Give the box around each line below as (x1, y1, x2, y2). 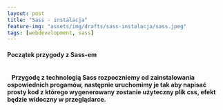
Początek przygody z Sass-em (7, 50, 97, 58)
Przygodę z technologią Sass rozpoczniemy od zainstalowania (11, 74, 195, 82)
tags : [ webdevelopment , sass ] (7, 29, 95, 36)
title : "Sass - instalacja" (7, 16, 88, 23)
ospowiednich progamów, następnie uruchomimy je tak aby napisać (7, 80, 207, 89)
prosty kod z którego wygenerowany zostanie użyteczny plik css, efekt (7, 88, 216, 96)
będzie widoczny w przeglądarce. (7, 96, 106, 104)
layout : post (7, 10, 45, 17)
